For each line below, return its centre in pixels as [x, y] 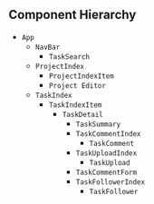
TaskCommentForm [106, 172]
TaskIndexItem [75, 105]
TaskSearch [69, 57]
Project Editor [77, 85]
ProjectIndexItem [81, 76]
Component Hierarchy [72, 15]
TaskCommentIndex [108, 134]
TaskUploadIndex [106, 153]
